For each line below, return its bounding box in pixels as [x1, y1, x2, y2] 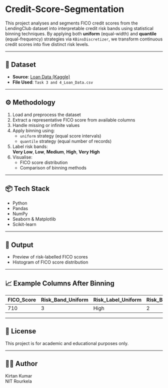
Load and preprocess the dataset [12, 111, 81, 117]
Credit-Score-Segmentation [5, 3, 124, 15]
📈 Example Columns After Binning [5, 279, 115, 287]
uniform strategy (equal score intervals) [19, 132, 101, 138]
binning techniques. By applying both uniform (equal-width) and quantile [5, 30, 156, 36]
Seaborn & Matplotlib [12, 216, 56, 222]
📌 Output [5, 240, 33, 249]
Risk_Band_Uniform [40, 296, 88, 303]
